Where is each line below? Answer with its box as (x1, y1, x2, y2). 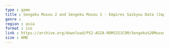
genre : (5, 16, 22, 21)
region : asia (5, 21, 35, 26)
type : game (5, 7, 30, 12)
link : (5, 30, 19, 35)
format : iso (5, 26, 33, 31)
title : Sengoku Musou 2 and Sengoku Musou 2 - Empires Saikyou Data (5, 12, 154, 17)
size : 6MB (5, 35, 28, 40)
